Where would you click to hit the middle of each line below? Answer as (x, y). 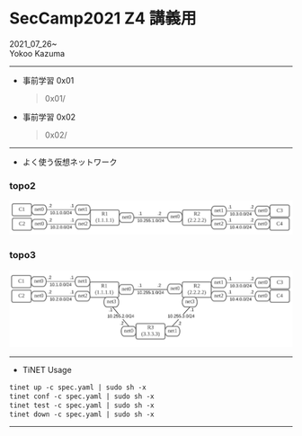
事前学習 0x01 (48, 80)
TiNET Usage (47, 369)
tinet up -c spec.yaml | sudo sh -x (78, 387)
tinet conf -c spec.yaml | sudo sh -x (82, 396)
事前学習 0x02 (49, 117)
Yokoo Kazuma (37, 53)
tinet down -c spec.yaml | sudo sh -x (82, 414)
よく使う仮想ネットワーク (70, 162)
